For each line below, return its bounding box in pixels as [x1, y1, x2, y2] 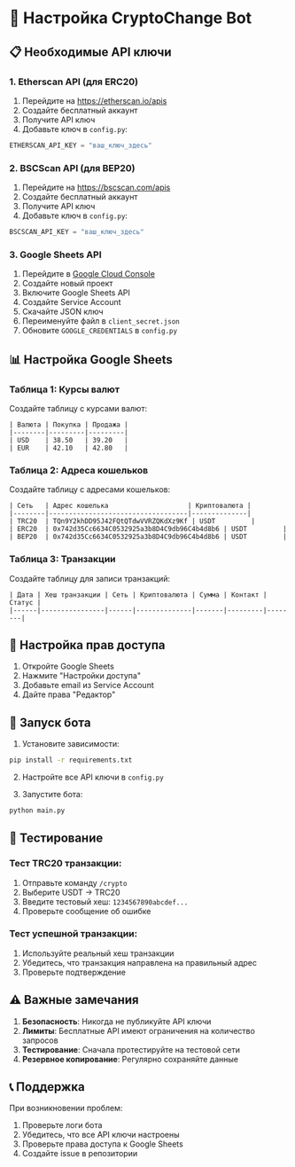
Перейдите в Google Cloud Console [21, 269, 155, 279]
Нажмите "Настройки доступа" [21, 670, 142, 681]
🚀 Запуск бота [9, 715, 91, 730]
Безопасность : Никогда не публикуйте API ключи [21, 1015, 212, 1027]
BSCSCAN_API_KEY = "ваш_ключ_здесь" [9, 228, 144, 237]
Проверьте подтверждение [21, 967, 127, 977]
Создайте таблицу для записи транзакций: [9, 573, 171, 583]
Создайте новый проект [21, 278, 113, 289]
